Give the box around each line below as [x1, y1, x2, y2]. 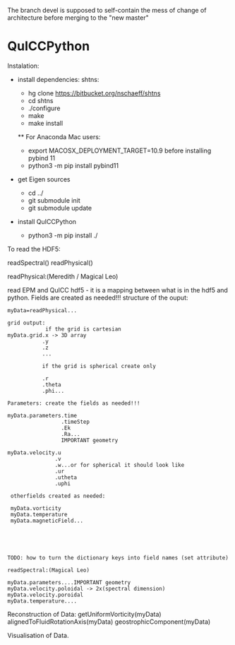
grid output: [7, 319, 46, 326]
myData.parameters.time [7, 412, 78, 419]
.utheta [54, 473, 78, 481]
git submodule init [28, 196, 80, 204]
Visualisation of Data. [7, 631, 69, 639]
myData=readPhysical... [7, 307, 78, 314]
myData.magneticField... [10, 517, 83, 524]
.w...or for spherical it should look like [54, 461, 185, 468]
